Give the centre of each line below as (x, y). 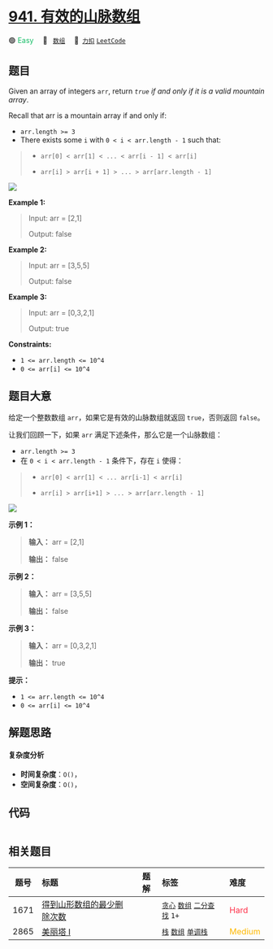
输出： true (47, 663)
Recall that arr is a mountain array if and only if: (88, 115)
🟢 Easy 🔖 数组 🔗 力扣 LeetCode (67, 40)
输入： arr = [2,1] (56, 542)
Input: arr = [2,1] (55, 218)
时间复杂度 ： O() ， (51, 774)
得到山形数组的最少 (78, 904)
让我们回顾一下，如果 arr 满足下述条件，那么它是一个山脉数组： (116, 434)
